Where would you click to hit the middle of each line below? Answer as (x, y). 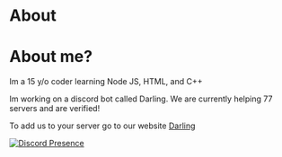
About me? (51, 57)
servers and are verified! (55, 109)
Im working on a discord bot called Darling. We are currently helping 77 (141, 99)
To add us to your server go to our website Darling (102, 126)
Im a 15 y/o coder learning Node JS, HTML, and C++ (106, 82)
